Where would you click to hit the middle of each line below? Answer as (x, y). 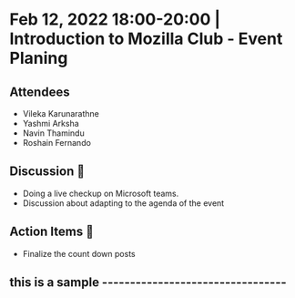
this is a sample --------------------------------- (148, 283)
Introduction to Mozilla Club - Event (146, 39)
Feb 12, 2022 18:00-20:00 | (115, 20)
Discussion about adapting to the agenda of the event (123, 203)
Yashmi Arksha (51, 123)
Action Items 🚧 (51, 232)
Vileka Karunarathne (61, 113)
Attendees (40, 92)
